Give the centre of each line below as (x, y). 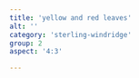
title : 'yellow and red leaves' (70, 18)
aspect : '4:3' (36, 52)
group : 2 (26, 43)
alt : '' (24, 26)
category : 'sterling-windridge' (70, 34)
